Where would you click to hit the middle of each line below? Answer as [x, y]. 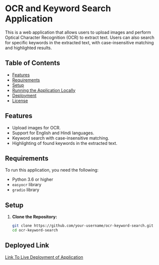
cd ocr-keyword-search [35, 230]
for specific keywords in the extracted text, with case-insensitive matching [79, 42]
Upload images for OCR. [36, 127]
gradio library [26, 190]
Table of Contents [33, 63]
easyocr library [27, 185]
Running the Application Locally [44, 90]
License [20, 101]
